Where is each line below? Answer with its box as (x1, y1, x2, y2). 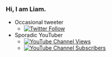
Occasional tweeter (14, 19, 64, 26)
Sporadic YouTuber (14, 32, 63, 39)
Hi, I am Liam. (5, 5, 46, 13)
